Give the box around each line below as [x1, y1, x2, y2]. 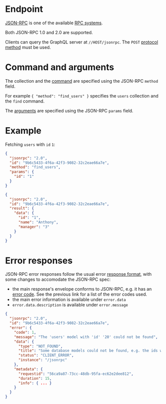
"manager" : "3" [18, 224, 50, 229]
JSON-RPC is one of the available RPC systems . [5, 20, 103, 26]
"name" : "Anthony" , [18, 220, 58, 225]
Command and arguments [5, 62, 115, 73]
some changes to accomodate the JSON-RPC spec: [5, 276, 111, 283]
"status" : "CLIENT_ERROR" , [18, 353, 74, 358]
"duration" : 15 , [18, 376, 52, 381]
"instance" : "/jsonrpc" [18, 357, 68, 362]
